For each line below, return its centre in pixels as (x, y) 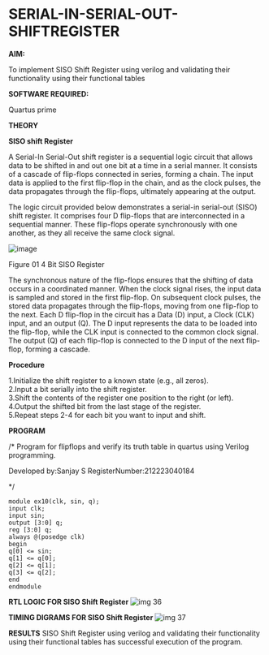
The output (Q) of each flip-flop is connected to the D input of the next (127, 340)
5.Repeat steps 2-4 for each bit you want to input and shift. (107, 415)
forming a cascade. (58, 349)
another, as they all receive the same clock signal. (92, 233)
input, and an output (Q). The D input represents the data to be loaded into (133, 323)
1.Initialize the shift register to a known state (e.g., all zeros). (108, 380)
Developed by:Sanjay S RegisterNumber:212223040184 (102, 471)
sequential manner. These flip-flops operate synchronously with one (123, 224)
